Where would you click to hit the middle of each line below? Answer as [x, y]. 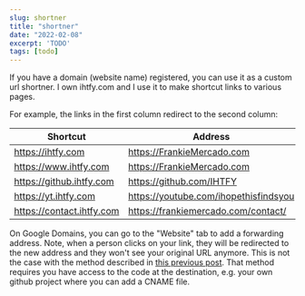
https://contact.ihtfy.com [67, 212]
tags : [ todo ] [34, 52]
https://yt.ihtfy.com [54, 196]
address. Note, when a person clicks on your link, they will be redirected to [149, 243]
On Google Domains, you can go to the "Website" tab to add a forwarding [147, 233]
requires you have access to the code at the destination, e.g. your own [141, 272]
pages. [22, 97]
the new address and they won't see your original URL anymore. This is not [150, 253]
